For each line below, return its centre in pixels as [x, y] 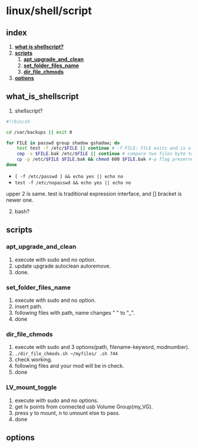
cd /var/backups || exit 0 [39, 132]
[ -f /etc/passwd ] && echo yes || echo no [69, 176]
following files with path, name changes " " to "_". [75, 312]
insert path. [29, 306]
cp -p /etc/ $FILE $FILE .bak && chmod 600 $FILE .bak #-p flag [93, 159]
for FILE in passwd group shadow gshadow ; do [63, 143]
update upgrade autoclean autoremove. [62, 266]
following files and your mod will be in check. [70, 366]
